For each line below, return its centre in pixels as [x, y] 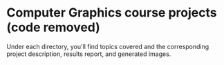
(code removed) [54, 27]
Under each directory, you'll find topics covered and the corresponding [108, 46]
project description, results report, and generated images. [89, 54]
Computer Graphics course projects [112, 13]
